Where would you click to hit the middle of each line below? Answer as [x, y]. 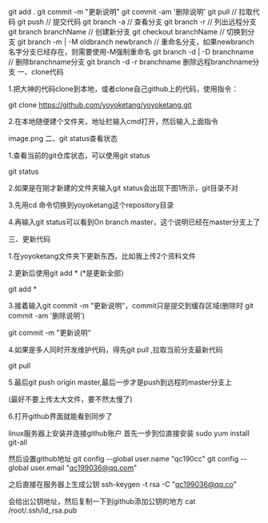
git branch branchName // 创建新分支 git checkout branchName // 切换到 [128, 32]
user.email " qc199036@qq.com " [84, 468]
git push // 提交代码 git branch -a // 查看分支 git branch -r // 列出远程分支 [137, 22]
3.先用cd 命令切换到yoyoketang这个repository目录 [91, 205]
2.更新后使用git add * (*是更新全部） [68, 273]
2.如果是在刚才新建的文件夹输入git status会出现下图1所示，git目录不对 [123, 188]
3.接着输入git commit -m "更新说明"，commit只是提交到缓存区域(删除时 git [131, 306]
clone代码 [47, 72]
